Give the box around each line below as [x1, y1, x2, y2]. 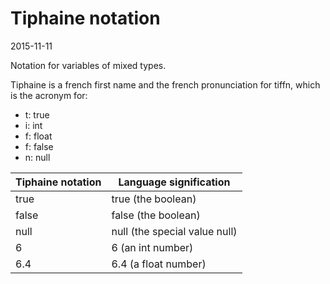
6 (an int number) [111, 240, 194, 254]
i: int [24, 119, 43, 131]
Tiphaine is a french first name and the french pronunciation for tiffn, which [10, 78, 321, 91]
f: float [24, 130, 53, 142]
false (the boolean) [111, 208, 201, 222]
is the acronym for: [10, 89, 88, 101]
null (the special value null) [111, 224, 238, 238]
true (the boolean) [111, 192, 197, 206]
